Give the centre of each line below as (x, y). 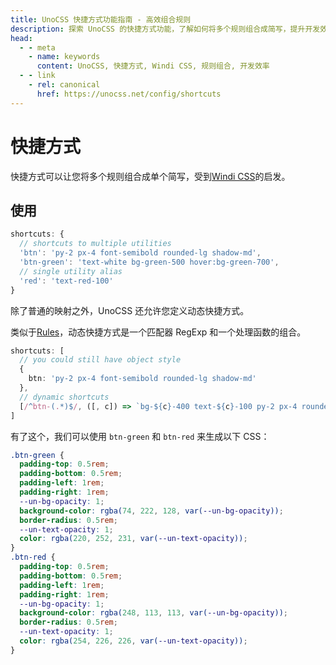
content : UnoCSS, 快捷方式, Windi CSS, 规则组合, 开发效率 (153, 66)
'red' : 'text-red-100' (66, 281)
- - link (37, 76)
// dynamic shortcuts (64, 397)
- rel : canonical (64, 85)
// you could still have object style (100, 360)
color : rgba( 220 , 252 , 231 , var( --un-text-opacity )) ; (133, 539)
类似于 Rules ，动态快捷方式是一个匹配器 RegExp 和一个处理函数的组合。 (158, 332)
